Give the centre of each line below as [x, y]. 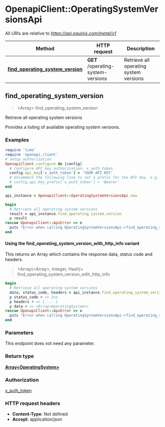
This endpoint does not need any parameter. [50, 344]
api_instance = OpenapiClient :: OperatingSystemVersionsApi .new [71, 195]
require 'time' [21, 150]
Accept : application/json [37, 419]
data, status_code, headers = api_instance [55, 292]
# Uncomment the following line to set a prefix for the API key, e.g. [84, 178]
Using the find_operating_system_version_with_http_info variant [72, 243]
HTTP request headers [33, 403]
